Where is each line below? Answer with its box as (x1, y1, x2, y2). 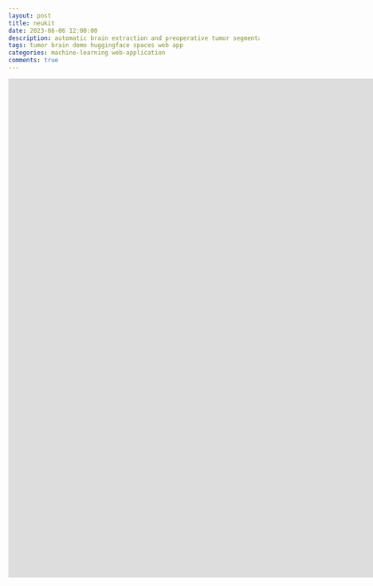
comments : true (8, 57, 59, 65)
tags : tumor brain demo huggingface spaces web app (8, 42, 183, 49)
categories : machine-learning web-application (8, 49, 166, 57)
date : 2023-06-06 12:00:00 (8, 26, 98, 34)
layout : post (8, 11, 52, 20)
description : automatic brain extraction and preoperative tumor (8, 34, 230, 42)
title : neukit (8, 19, 56, 27)
